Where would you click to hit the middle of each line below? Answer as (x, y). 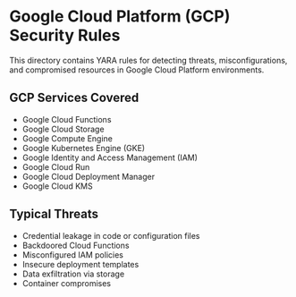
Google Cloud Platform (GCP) (120, 17)
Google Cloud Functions (67, 119)
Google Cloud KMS (57, 186)
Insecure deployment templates (80, 264)
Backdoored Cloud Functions (76, 245)
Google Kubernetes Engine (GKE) (84, 148)
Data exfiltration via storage (73, 274)
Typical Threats (54, 214)
